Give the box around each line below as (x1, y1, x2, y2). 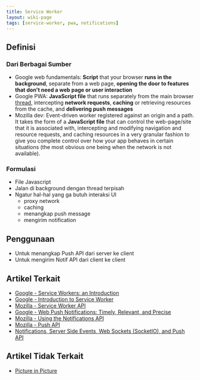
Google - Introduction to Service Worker (14, 296, 114, 303)
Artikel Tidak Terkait (6, 351, 84, 361)
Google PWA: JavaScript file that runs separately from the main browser (14, 93, 194, 100)
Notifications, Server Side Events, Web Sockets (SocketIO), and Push (14, 327, 185, 335)
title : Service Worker (6, 8, 63, 15)
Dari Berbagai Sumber (6, 60, 72, 68)
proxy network (23, 197, 60, 205)
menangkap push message (23, 210, 91, 217)
